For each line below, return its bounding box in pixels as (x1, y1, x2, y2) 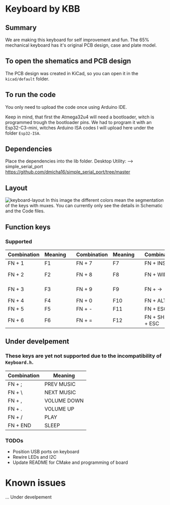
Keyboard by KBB (5, 3, 80, 15)
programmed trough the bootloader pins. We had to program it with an (5, 119, 152, 125)
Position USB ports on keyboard (12, 448, 79, 455)
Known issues (5, 477, 66, 489)
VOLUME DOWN (44, 397, 84, 404)
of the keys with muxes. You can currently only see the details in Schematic (5, 203, 163, 209)
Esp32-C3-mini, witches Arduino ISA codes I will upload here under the (5, 124, 154, 131)
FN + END (8, 422, 31, 429)
